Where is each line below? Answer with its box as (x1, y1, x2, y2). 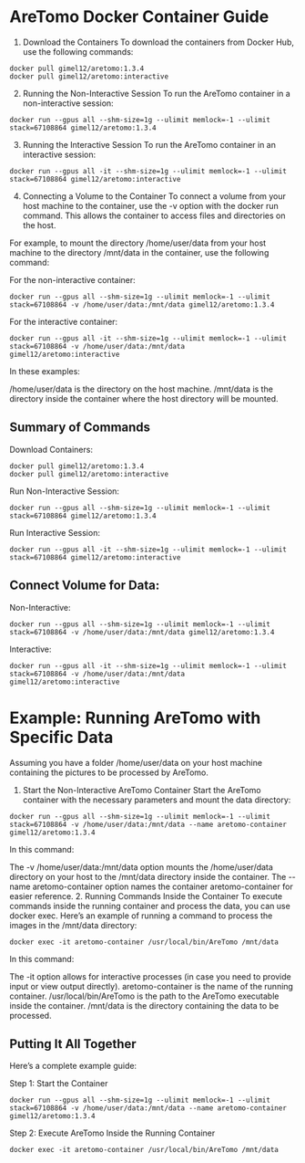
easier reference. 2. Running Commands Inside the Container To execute (9, 890, 283, 901)
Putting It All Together (9, 1036, 137, 1052)
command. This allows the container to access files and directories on (22, 210, 286, 221)
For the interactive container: (9, 316, 118, 327)
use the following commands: (22, 46, 134, 57)
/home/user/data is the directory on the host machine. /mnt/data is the (9, 383, 273, 394)
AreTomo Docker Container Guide (9, 6, 269, 27)
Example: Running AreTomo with (9, 707, 261, 728)
